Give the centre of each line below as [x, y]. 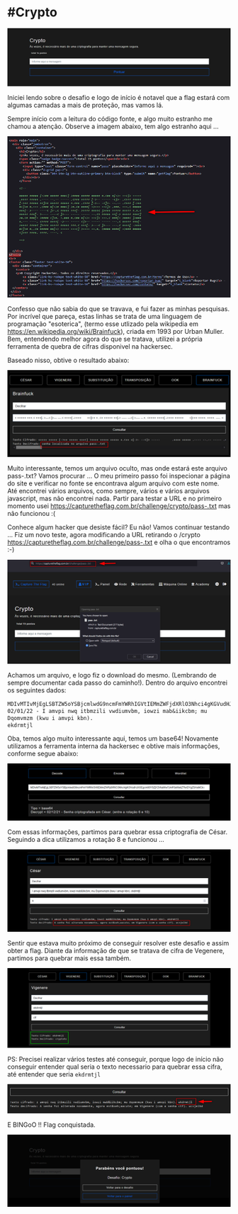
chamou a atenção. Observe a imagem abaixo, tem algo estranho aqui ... [113, 127]
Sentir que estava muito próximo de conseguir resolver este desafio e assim [118, 943]
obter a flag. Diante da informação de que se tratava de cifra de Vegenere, [116, 950]
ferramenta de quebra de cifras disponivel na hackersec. [90, 347]
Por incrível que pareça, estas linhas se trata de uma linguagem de [104, 317]
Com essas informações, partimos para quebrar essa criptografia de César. [118, 832]
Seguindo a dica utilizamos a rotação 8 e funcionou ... [86, 840]
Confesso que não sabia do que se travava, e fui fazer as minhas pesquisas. [119, 309]
